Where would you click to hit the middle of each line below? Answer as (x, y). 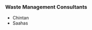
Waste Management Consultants (46, 7)
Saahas (20, 23)
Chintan (21, 18)
